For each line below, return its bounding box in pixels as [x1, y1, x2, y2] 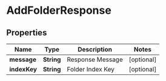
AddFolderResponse [6, 4, 112, 17]
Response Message [66, 55, 123, 64]
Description [78, 46, 112, 53]
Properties [6, 28, 47, 38]
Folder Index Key [66, 65, 115, 73]
